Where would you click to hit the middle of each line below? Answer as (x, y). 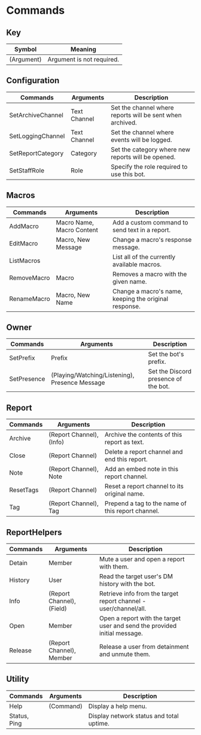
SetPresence (27, 379)
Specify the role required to (149, 166)
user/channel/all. (123, 609)
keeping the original (141, 299)
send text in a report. (142, 230)
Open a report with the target (140, 618)
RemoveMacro (30, 278)
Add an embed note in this (141, 469)
